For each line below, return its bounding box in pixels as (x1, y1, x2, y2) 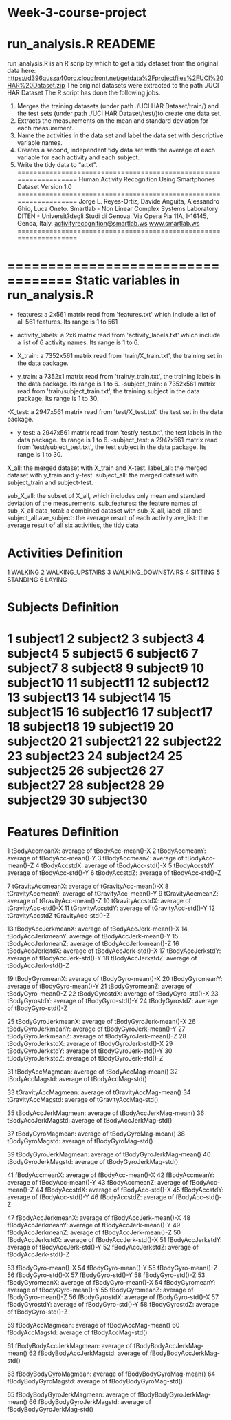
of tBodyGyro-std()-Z (7, 1004, 68, 1012)
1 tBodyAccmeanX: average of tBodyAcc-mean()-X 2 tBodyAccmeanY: (7, 847, 206, 855)
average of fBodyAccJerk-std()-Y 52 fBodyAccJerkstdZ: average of (7, 1243, 199, 1252)
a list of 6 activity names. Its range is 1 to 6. (16, 338, 140, 346)
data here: (7, 67, 36, 75)
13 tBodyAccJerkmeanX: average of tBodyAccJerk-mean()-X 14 (7, 925, 188, 933)
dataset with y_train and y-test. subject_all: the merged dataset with (7, 471, 198, 480)
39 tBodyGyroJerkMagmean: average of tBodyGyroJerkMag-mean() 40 (7, 1150, 211, 1158)
